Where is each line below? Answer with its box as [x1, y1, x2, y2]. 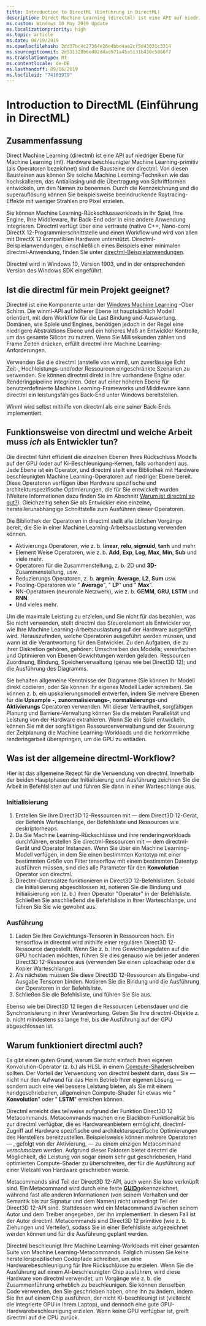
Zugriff [6, 1127, 24, 1135]
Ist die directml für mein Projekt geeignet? [6, 285, 170, 295]
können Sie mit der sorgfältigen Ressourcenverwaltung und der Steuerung [6, 722, 194, 730]
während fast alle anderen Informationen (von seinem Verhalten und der [6, 1191, 189, 1198]
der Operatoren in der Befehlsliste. [15, 984, 103, 992]
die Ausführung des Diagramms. [6, 665, 88, 672]
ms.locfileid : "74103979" [6, 72, 72, 78]
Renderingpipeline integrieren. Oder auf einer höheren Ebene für [6, 378, 170, 385]
